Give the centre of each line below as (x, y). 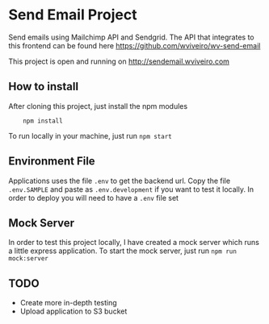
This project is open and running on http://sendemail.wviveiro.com (119, 61)
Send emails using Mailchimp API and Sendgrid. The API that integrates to (131, 37)
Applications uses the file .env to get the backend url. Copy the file (120, 181)
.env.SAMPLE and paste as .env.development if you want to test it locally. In (131, 189)
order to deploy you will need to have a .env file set (94, 197)
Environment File (52, 162)
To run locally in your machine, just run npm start (90, 135)
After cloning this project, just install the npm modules (98, 106)
